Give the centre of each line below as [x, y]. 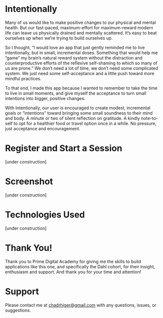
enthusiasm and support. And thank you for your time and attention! [73, 272]
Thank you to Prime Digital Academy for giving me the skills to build [73, 261]
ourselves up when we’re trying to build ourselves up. [59, 38]
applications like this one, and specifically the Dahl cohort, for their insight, [80, 266]
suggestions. [18, 310]
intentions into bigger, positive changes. [45, 98]
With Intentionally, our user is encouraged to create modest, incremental [78, 108]
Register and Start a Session [64, 149]
